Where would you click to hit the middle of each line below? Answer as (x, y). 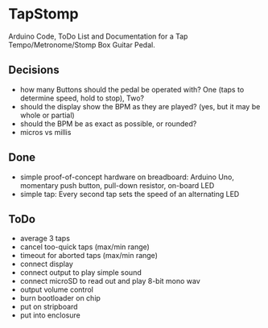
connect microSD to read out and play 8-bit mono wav (110, 281)
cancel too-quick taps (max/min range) (85, 247)
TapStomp (43, 14)
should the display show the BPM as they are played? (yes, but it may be (140, 106)
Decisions (34, 70)
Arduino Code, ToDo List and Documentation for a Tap (98, 36)
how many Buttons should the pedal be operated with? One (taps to (132, 89)
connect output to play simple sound (81, 273)
